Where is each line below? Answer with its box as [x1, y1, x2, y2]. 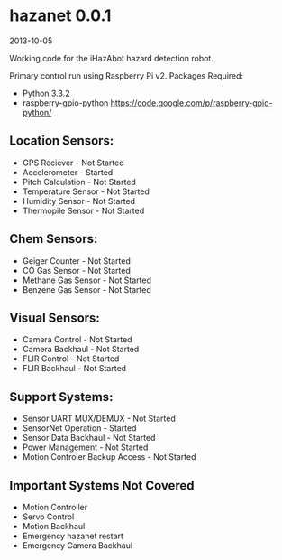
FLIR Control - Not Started [22, 353, 120, 364]
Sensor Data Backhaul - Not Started [22, 433, 156, 443]
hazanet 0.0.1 [9, 5, 112, 26]
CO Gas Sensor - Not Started [22, 265, 131, 275]
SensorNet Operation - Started [22, 423, 137, 434]
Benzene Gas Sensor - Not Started [22, 284, 151, 294]
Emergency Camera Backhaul [22, 540, 133, 551]
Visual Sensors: [9, 310, 101, 325]
